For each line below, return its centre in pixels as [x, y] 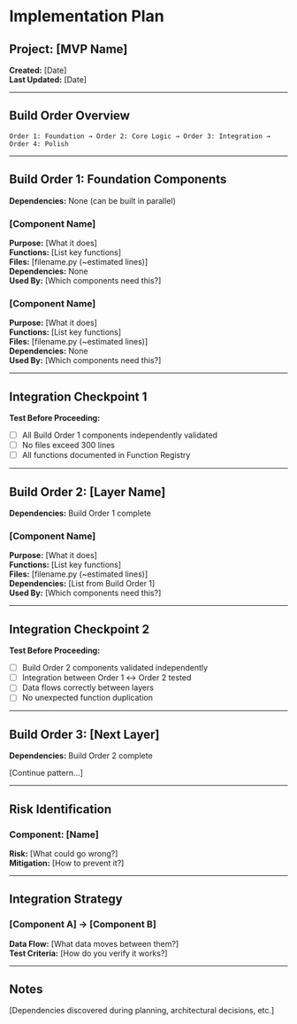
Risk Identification [61, 809]
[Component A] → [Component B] [83, 925]
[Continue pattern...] [46, 773]
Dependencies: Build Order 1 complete [80, 513]
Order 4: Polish [39, 144]
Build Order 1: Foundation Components [118, 179]
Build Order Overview [70, 116]
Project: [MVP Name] [69, 49]
